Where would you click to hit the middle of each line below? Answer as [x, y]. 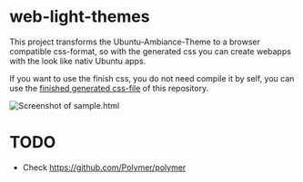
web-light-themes [80, 17]
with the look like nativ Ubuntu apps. [78, 61]
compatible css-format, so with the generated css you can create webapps [150, 51]
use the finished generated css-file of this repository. [109, 88]
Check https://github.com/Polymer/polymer [104, 167]
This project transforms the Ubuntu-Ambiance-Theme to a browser [135, 42]
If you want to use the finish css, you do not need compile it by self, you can [152, 78]
